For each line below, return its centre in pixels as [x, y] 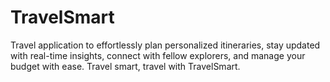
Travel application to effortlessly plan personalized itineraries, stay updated [165, 45]
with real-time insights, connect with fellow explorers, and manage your [158, 55]
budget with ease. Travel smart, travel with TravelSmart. [125, 66]
